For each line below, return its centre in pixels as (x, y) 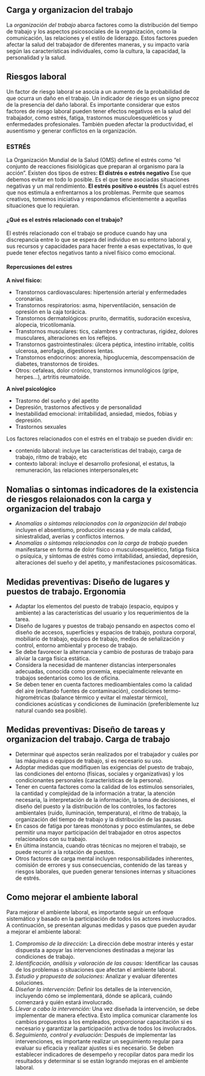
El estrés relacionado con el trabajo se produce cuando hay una (87, 233)
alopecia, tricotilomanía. (45, 325)
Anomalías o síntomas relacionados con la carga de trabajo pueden (101, 543)
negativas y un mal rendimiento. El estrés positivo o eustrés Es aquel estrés (102, 186)
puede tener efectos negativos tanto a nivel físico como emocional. (91, 253)
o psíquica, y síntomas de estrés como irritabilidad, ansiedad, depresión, (107, 556)
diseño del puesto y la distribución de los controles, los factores (96, 806)
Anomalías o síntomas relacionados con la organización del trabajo (101, 523)
